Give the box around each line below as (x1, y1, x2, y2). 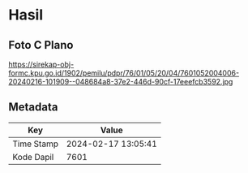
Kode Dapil (12, 151, 54, 162)
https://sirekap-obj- (8, 59, 75, 69)
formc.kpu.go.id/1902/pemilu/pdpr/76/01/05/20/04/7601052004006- (8, 68, 240, 78)
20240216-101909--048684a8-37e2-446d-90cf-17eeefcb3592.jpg (8, 77, 233, 86)
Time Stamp (12, 138, 59, 149)
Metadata (8, 100, 58, 115)
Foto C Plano (8, 38, 74, 52)
